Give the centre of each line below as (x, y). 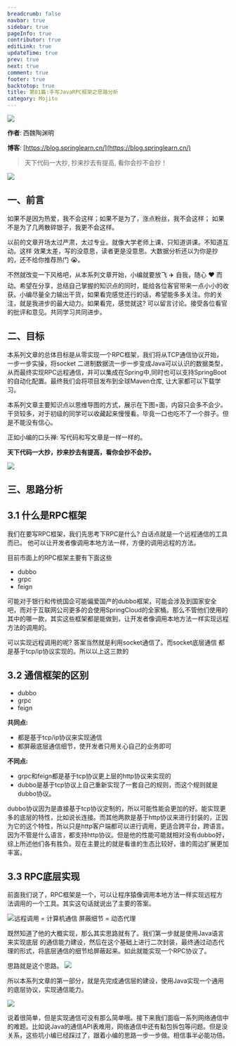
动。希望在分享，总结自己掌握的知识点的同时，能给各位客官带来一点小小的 (115, 285)
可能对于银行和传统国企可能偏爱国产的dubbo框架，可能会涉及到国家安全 (112, 601)
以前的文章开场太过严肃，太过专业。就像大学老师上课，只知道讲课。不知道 (115, 242)
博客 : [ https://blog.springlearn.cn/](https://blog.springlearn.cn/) (99, 148)
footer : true (26, 79)
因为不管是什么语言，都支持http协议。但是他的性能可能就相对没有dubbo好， (118, 834)
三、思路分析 (35, 490)
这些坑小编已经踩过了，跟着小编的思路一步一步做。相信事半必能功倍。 (127, 1035)
